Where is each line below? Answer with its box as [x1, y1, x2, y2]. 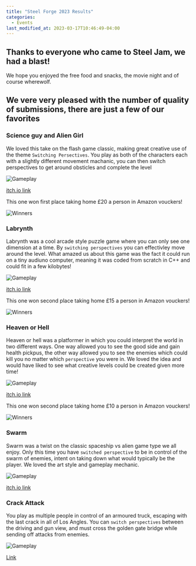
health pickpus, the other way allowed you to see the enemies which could [6, 349, 188, 356]
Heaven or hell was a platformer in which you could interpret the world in [6, 337, 184, 344]
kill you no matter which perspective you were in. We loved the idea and [6, 356, 182, 363]
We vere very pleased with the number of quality [6, 95, 190, 105]
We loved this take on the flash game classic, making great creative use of [6, 145, 187, 152]
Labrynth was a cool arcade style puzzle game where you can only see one [6, 238, 190, 245]
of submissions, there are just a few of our [6, 105, 164, 115]
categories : [6, 14, 35, 20]
